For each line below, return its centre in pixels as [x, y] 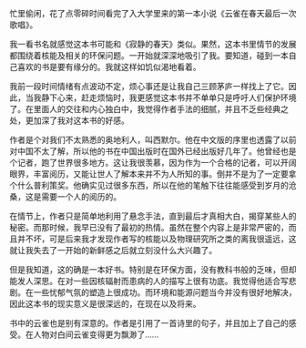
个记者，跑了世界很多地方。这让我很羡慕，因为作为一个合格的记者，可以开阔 [153, 163]
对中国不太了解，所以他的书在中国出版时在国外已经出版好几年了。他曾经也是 [153, 151]
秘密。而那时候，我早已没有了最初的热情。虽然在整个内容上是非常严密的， [149, 227]
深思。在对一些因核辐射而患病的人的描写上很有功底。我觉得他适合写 [161, 281]
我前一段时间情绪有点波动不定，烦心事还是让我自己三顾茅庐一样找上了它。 [149, 86]
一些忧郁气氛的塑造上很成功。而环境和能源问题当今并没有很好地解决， [165, 292]
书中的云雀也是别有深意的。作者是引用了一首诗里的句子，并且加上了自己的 [149, 323]
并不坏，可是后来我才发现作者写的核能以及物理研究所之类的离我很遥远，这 [157, 239]
